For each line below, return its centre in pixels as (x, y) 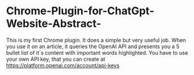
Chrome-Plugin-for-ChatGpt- (80, 11)
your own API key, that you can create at (56, 59)
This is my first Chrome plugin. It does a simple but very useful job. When (96, 40)
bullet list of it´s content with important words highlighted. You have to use (97, 52)
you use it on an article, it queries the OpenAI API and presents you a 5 (93, 46)
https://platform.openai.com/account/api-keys (63, 65)
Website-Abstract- (54, 24)
